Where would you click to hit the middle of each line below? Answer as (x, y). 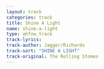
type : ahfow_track (29, 34)
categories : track (29, 17)
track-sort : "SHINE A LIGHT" (43, 51)
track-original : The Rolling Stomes (52, 56)
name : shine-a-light (32, 28)
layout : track (24, 12)
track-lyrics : (24, 40)
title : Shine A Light (34, 23)
